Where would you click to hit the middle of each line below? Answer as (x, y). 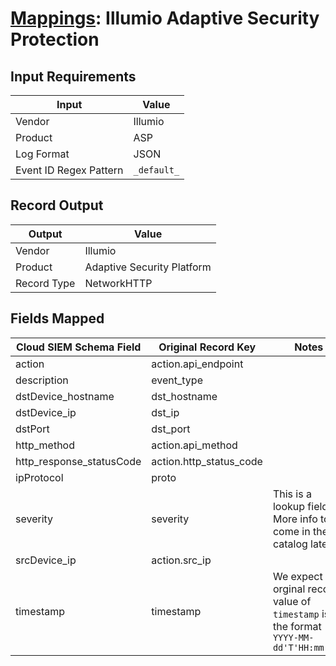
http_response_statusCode (78, 461)
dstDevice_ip (46, 412)
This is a (292, 494)
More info (295, 519)
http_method (45, 445)
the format (297, 626)
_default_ (156, 170)
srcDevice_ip (46, 560)
